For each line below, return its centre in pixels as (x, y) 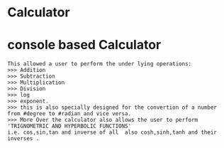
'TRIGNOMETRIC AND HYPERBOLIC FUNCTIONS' (69, 126)
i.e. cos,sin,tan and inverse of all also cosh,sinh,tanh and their (112, 132)
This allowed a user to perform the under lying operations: (100, 64)
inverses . (23, 139)
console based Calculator (84, 45)
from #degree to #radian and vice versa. (69, 114)
